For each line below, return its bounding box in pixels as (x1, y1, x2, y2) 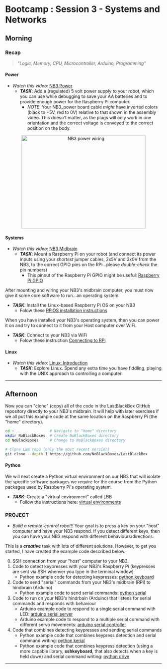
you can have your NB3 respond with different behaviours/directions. (12, 533, 154, 540)
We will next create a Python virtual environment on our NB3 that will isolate (5, 473, 161, 479)
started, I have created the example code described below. (5, 548, 126, 555)
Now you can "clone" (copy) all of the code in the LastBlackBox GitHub (5, 403, 151, 409)
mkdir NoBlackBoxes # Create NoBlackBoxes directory (5, 433, 119, 438)
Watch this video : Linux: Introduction (12, 360, 88, 366)
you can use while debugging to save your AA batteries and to (19, 93, 148, 99)
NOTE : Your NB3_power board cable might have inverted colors (27, 104, 158, 110)
